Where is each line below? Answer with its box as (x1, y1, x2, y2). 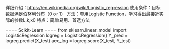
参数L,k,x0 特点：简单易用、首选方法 (14, 17, 90, 23)
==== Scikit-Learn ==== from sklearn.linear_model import (5, 27, 127, 33)
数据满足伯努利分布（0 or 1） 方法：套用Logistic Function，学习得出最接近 (5, 11, 160, 17)
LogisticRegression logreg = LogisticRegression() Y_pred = (5, 32, 128, 38)
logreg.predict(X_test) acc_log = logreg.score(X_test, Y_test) (5, 38, 131, 44)
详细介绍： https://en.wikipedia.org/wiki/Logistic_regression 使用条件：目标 (5, 5, 161, 10)
